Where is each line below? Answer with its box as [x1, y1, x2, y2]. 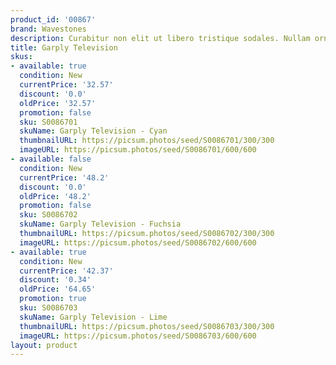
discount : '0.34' [19, 275, 92, 285]
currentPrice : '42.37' [19, 266, 114, 276]
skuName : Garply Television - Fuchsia [19, 219, 182, 230]
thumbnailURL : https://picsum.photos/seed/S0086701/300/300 [19, 136, 275, 146]
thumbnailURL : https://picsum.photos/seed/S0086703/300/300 [19, 321, 275, 331]
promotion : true [19, 294, 87, 304]
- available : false [10, 154, 92, 164]
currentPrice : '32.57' [19, 80, 114, 90]
